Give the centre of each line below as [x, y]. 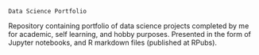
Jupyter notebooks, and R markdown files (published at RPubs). [112, 42]
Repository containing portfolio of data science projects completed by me [129, 26]
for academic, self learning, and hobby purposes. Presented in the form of [130, 34]
